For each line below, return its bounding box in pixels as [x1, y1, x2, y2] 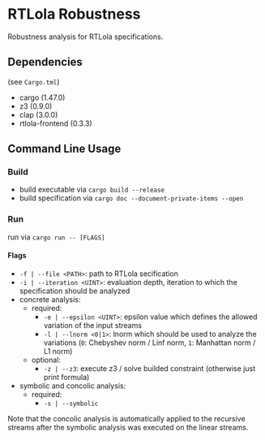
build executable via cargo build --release [19, 184, 165, 195]
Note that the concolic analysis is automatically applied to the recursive [7, 413, 246, 423]
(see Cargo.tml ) [7, 76, 60, 86]
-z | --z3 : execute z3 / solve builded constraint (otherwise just [43, 363, 256, 373]
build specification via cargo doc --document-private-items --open [19, 193, 244, 203]
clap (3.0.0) [19, 110, 58, 119]
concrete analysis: [19, 294, 81, 304]
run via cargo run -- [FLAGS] [7, 232, 106, 242]
